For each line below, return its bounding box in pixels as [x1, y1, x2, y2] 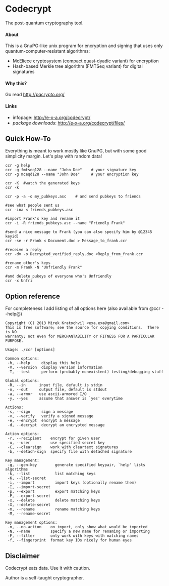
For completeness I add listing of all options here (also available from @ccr [5, 305, 160, 311]
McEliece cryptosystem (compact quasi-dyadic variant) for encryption [12, 58, 159, 64]
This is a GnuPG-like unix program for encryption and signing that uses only [5, 43, 163, 49]
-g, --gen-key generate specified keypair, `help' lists [7, 462, 145, 467]
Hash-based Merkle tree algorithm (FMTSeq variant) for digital [12, 63, 143, 69]
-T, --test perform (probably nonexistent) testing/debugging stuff [7, 369, 164, 375]
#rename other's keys [5, 260, 51, 266]
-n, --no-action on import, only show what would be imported [7, 525, 148, 530]
